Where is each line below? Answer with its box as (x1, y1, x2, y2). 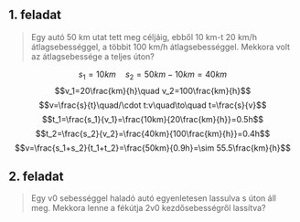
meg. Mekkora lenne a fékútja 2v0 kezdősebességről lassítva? (30, 203, 266, 214)
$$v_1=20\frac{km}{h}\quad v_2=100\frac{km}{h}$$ (54, 85, 252, 96)
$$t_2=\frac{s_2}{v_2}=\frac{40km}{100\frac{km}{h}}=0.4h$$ (35, 128, 271, 139)
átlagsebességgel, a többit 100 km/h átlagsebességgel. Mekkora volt (30, 41, 290, 52)
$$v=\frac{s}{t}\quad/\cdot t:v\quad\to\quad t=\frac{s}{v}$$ (38, 100, 267, 111)
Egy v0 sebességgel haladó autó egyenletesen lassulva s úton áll (30, 193, 276, 204)
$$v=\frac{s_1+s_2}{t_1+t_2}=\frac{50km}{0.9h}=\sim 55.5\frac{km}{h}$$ (14, 142, 292, 153)
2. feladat (8, 169, 64, 184)
